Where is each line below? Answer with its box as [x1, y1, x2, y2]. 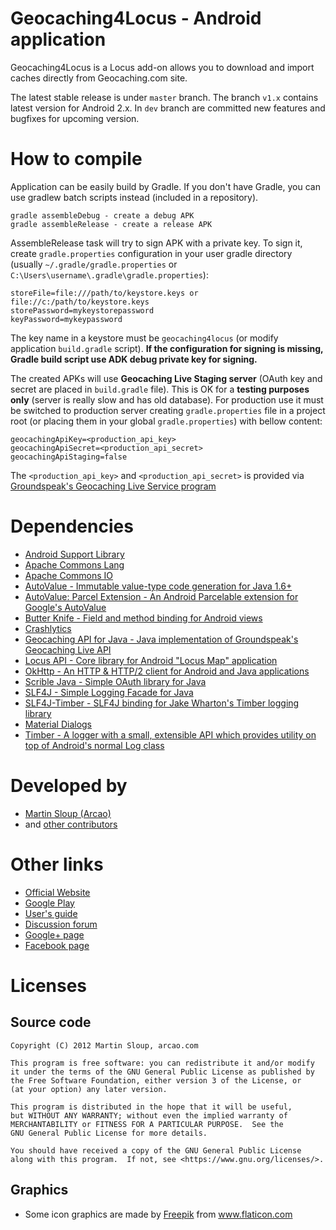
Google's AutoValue [24, 601, 107, 613]
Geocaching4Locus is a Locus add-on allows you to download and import [10, 61, 315, 73]
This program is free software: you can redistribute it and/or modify [10, 1058, 315, 1068]
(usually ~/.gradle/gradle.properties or [10, 258, 178, 270]
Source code [10, 1014, 92, 1031]
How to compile [10, 148, 143, 171]
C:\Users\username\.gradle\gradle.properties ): [10, 268, 209, 281]
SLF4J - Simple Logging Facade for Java [24, 686, 194, 698]
